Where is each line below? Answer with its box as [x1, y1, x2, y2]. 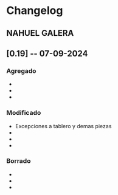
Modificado [6, 109, 41, 117]
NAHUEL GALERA [6, 28, 74, 38]
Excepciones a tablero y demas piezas [15, 122, 112, 129]
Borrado [6, 157, 31, 165]
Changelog [6, 4, 63, 18]
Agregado [6, 66, 36, 75]
